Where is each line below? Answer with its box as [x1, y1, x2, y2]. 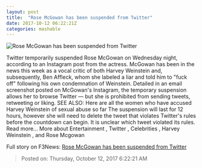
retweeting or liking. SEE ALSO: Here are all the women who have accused [6, 99, 192, 107]
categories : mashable [6, 25, 61, 32]
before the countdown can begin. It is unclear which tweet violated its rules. [6, 119, 195, 126]
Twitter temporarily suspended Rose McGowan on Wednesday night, [6, 54, 178, 61]
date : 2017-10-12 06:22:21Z [6, 20, 77, 26]
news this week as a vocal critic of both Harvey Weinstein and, [6, 67, 163, 75]
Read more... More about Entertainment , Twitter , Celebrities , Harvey [6, 125, 180, 132]
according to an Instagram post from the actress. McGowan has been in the [6, 61, 195, 68]
